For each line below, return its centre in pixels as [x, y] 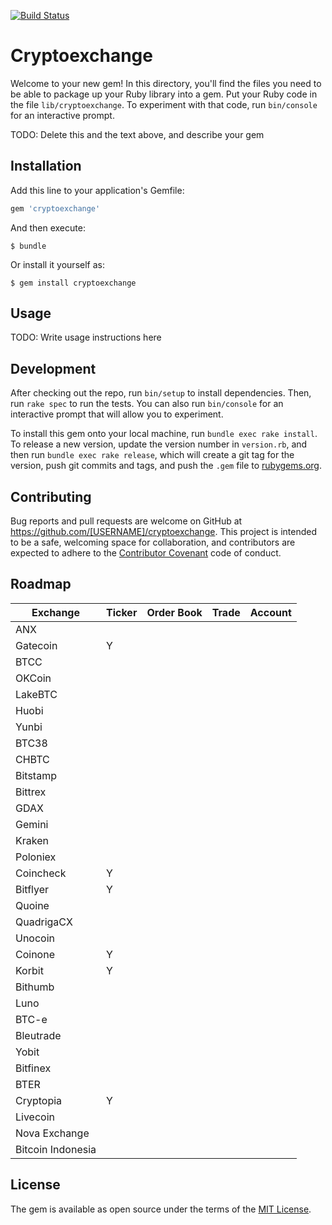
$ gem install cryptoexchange [73, 283]
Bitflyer [32, 889]
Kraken [32, 840]
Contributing [51, 496]
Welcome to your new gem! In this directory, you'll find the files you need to [166, 83]
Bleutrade [38, 1035]
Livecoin [35, 1117]
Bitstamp [36, 775]
